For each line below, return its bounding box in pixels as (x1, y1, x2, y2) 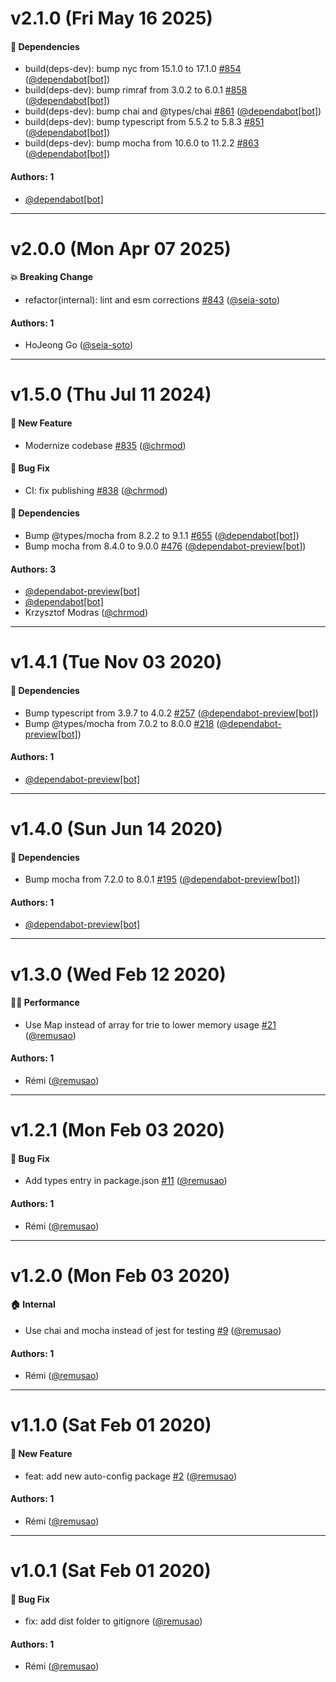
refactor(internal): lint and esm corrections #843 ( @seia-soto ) (24, 293, 281, 306)
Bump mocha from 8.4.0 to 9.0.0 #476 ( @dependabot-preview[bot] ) (24, 540, 307, 552)
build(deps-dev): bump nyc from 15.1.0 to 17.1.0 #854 (24, 63, 242, 75)
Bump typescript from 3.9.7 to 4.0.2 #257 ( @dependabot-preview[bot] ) (24, 707, 319, 719)
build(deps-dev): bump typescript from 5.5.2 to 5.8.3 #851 (24, 116, 265, 128)
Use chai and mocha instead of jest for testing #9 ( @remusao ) (24, 1324, 282, 1336)
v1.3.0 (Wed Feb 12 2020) (10, 963, 227, 986)
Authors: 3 (10, 563, 57, 575)
